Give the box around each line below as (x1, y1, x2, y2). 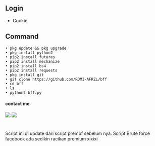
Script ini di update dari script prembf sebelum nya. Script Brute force (5, 130, 150, 136)
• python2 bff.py (5, 90, 42, 95)
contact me (5, 101, 30, 107)
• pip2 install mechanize (5, 59, 60, 64)
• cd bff (5, 81, 24, 86)
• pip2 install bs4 (5, 63, 46, 68)
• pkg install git (5, 72, 44, 78)
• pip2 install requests (5, 68, 58, 73)
